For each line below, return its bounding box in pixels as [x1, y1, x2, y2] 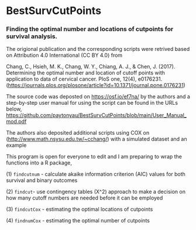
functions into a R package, [6, 159, 72, 166]
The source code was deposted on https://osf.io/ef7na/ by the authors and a [6, 93, 190, 100]
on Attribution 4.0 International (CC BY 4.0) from [6, 52, 123, 59]
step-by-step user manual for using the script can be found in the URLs [6, 99, 178, 107]
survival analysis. [6, 32, 57, 40]
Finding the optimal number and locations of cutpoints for [6, 25, 174, 33]
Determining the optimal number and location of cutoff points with [6, 69, 166, 77]
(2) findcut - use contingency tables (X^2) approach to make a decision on [6, 188, 186, 195]
